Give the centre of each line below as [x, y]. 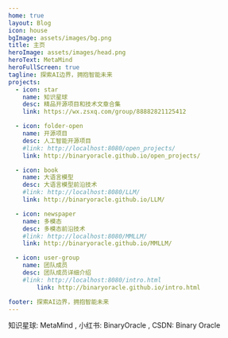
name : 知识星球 [45, 97]
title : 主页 [27, 45]
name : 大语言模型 [48, 177]
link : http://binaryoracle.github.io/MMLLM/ [97, 243]
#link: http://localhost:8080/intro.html [92, 280]
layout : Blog [30, 23]
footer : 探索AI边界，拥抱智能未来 [59, 302]
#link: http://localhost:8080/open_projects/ [99, 148]
